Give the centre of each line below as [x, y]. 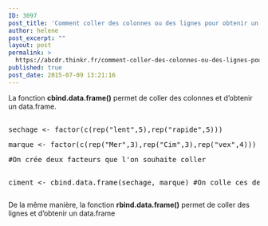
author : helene [33, 30]
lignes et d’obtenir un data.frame [62, 213]
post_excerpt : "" [37, 38]
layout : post [30, 46]
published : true [35, 68]
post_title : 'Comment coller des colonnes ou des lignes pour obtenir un [134, 23]
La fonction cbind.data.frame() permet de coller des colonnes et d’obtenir [130, 97]
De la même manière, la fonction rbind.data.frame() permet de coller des [129, 204]
